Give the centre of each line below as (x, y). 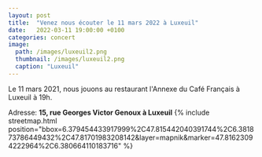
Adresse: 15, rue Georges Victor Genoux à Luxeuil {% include (109, 112)
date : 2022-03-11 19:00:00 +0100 (66, 30)
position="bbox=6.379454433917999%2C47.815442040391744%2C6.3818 (131, 129)
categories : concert (42, 37)
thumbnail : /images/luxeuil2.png (70, 60)
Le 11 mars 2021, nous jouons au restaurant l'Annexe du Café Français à (124, 89)
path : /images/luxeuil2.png (61, 52)
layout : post (30, 15)
